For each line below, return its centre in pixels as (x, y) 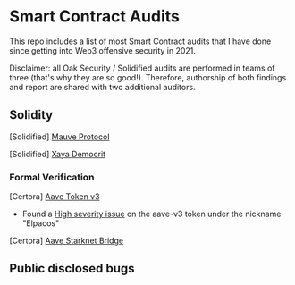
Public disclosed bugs (72, 268)
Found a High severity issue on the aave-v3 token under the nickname (152, 214)
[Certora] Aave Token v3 (55, 197)
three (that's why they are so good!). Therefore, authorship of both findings (148, 77)
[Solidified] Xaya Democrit (57, 154)
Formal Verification (52, 177)
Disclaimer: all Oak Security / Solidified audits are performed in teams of (142, 68)
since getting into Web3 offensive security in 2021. (103, 50)
